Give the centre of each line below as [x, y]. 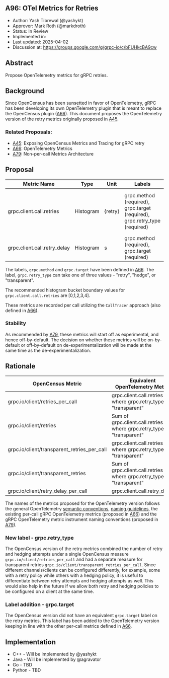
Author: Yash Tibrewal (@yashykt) [48, 20]
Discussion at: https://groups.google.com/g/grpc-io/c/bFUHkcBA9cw [84, 47]
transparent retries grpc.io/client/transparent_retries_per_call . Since [80, 564]
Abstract [19, 63]
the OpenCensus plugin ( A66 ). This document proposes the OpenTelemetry [84, 114]
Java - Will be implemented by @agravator [57, 659]
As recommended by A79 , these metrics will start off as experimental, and [82, 334]
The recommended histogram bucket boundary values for [65, 290]
